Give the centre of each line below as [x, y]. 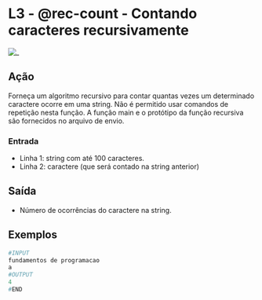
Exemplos [33, 235]
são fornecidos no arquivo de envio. [66, 121]
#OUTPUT [21, 275]
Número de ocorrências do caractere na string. [95, 210]
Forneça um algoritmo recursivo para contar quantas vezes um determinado [131, 96]
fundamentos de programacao [54, 260]
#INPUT [19, 253]
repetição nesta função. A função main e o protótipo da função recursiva [126, 112]
